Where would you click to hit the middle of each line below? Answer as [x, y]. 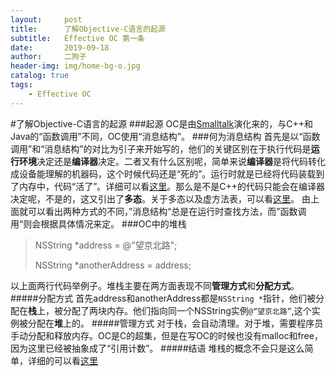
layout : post [46, 19]
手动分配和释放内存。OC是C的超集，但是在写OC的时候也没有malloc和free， [166, 335]
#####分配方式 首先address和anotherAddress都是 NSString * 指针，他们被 [163, 298]
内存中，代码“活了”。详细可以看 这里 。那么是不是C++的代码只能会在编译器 [172, 186]
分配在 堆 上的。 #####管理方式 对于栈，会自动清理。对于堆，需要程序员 [175, 323]
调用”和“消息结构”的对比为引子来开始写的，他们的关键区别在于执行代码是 [161, 148]
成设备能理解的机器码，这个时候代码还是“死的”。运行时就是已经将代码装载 [163, 173]
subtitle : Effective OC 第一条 [77, 38]
